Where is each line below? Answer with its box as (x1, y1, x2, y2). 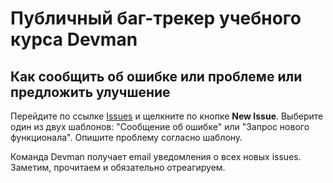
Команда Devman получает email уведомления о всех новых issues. (10, 151, 302, 162)
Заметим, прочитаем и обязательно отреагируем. (10, 162, 226, 173)
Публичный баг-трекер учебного (10, 7, 302, 30)
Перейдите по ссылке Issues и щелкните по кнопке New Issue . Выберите (10, 110, 324, 122)
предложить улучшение (10, 83, 171, 101)
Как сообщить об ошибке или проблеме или (10, 68, 303, 85)
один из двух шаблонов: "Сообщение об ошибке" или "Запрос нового (10, 121, 310, 132)
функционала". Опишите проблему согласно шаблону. (10, 132, 243, 143)
